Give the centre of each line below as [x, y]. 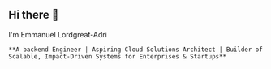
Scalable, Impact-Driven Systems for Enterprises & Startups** [118, 56]
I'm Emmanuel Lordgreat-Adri [58, 34]
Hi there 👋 [34, 15]
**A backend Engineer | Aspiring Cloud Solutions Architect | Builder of [136, 50]
